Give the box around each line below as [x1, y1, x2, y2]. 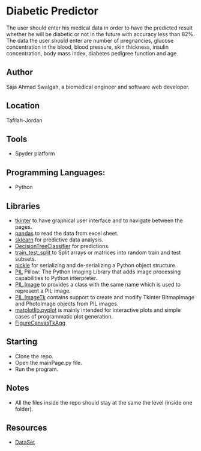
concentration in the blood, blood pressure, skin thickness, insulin [6, 43, 169, 51]
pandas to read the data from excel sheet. [14, 230, 119, 237]
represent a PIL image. [14, 287, 71, 294]
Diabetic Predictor [6, 4, 99, 18]
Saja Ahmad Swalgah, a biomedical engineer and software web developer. [6, 83, 190, 90]
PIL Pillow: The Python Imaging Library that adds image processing [14, 268, 181, 275]
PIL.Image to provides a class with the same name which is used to [14, 281, 181, 288]
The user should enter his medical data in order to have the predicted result [6, 24, 193, 31]
